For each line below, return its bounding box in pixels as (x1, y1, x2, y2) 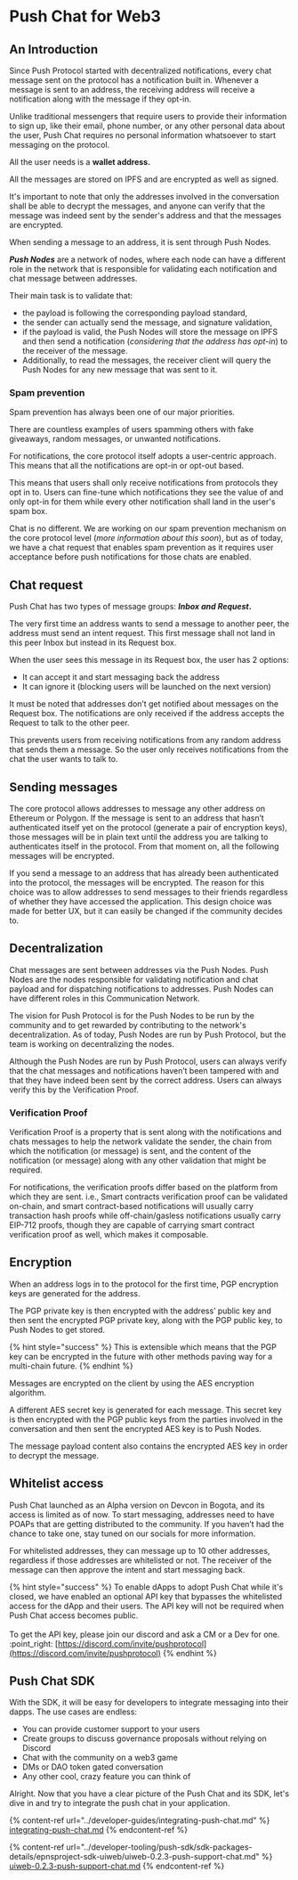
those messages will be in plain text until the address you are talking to (9, 831, 269, 842)
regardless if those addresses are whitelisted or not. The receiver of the (9, 1555, 272, 1565)
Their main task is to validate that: (9, 290, 133, 300)
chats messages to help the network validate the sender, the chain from (9, 1136, 272, 1147)
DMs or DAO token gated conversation (21, 1761, 164, 1772)
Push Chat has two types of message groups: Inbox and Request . (9, 601, 252, 612)
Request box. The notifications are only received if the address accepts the (9, 708, 285, 719)
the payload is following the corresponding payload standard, (21, 307, 248, 318)
